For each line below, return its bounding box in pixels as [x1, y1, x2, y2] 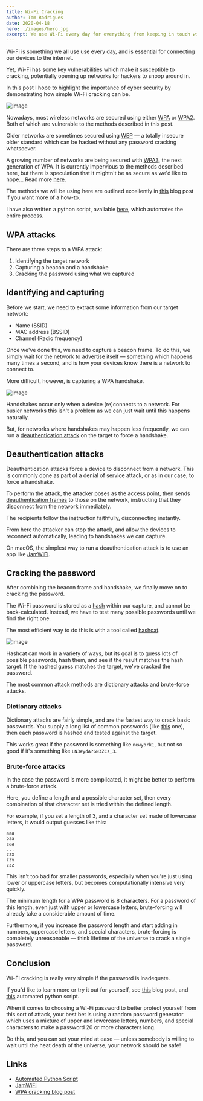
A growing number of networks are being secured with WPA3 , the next [6, 156, 182, 164]
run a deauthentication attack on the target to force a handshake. [6, 431, 169, 438]
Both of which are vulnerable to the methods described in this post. [6, 120, 174, 127]
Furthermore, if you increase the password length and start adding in [6, 922, 178, 929]
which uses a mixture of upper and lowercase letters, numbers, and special [6, 1017, 194, 1024]
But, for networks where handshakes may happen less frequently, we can [6, 425, 190, 432]
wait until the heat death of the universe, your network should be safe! [6, 1041, 181, 1048]
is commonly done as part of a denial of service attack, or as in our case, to [6, 472, 195, 479]
